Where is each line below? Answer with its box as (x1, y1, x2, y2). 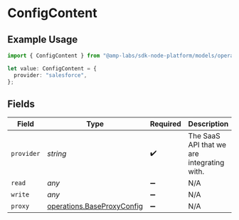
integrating (188, 158, 225, 168)
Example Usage (7, 33, 78, 46)
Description (188, 119, 229, 129)
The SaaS (188, 131, 221, 141)
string (47, 149, 67, 159)
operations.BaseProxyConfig (47, 201, 144, 211)
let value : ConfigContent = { (7, 65, 97, 72)
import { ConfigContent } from (7, 52, 100, 59)
